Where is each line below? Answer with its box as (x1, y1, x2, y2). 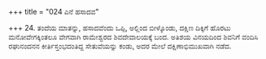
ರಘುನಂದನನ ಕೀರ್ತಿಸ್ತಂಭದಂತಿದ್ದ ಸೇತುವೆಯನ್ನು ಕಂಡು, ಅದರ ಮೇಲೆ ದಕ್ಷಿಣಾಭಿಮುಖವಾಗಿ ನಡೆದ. (8, 41, 232, 51)
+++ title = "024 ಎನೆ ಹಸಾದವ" (8, 7, 99, 16)
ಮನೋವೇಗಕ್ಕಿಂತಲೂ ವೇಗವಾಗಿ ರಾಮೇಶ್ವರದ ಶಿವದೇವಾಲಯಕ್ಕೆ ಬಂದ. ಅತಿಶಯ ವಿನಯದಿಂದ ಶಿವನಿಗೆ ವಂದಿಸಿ (8, 32, 259, 41)
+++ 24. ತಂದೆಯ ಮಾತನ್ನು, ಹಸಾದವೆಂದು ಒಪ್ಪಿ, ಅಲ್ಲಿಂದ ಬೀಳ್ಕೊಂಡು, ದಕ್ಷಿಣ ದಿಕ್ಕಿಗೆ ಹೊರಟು (8, 23, 232, 32)
